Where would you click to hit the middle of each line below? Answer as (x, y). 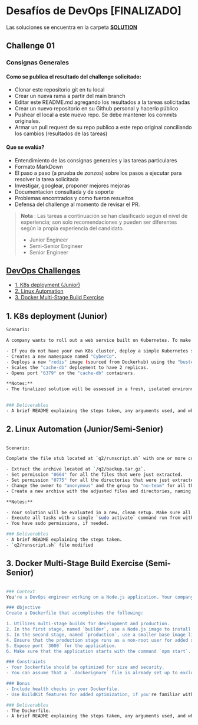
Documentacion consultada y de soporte (64, 192)
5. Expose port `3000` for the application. (62, 646)
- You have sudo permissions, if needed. (58, 524)
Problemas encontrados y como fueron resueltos (74, 198)
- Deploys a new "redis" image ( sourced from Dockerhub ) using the (91, 362)
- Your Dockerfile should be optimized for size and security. (85, 667)
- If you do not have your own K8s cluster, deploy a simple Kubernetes (97, 351)
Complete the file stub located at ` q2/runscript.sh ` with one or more (96, 459)
